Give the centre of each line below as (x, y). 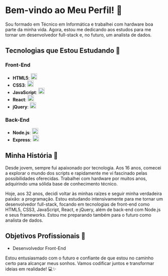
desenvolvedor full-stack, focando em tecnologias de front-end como (77, 204)
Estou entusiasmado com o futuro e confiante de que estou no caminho (79, 258)
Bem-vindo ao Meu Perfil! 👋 (64, 10)
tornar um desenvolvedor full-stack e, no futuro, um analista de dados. (78, 35)
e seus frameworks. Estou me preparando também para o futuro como (78, 215)
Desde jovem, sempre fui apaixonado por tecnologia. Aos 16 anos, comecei (83, 167)
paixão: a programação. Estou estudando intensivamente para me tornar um (84, 199)
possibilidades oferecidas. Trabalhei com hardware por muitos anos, (76, 178)
